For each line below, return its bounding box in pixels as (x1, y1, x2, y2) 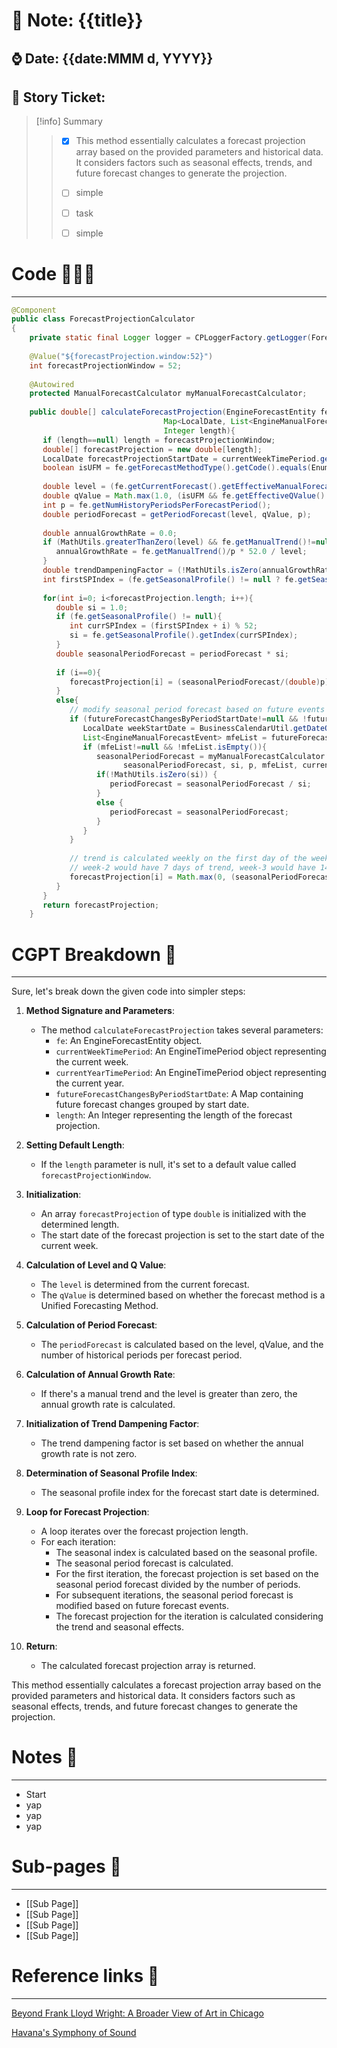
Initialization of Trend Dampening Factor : (25, 1418, 200, 1430)
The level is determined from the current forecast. (40, 1279, 250, 1291)
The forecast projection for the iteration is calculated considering (55, 1610, 324, 1623)
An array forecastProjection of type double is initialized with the (40, 1208, 307, 1220)
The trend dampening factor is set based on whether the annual (40, 1437, 304, 1449)
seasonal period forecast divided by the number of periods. (55, 1579, 301, 1591)
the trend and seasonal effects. (55, 1621, 184, 1633)
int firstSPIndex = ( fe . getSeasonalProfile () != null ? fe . (42, 574, 299, 584)
